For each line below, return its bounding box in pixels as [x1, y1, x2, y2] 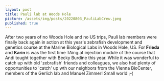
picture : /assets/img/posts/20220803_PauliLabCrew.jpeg [5, 16, 121, 21]
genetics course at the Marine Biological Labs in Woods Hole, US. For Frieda [5, 44, 160, 50]
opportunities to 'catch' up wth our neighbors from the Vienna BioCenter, [5, 65, 153, 71]
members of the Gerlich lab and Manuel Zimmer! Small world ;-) [5, 70, 134, 76]
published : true [5, 20, 38, 26]
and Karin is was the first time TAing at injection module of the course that [5, 50, 155, 56]
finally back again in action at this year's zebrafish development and [5, 40, 143, 45]
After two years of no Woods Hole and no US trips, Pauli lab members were [5, 34, 157, 40]
